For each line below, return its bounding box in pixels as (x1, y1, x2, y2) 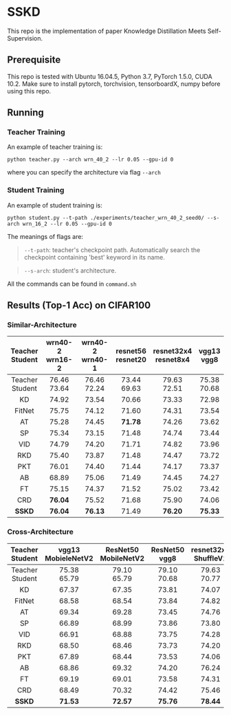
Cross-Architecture (7, 527, 74, 536)
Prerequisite (7, 54, 61, 66)
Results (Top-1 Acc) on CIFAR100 (7, 299, 151, 311)
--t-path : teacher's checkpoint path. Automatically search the (23, 245, 201, 254)
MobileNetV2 (100, 554, 144, 563)
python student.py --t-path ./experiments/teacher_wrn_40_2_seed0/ (7, 214, 205, 221)
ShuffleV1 (193, 554, 228, 563)
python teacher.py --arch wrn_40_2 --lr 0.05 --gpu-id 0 (7, 156, 174, 163)
